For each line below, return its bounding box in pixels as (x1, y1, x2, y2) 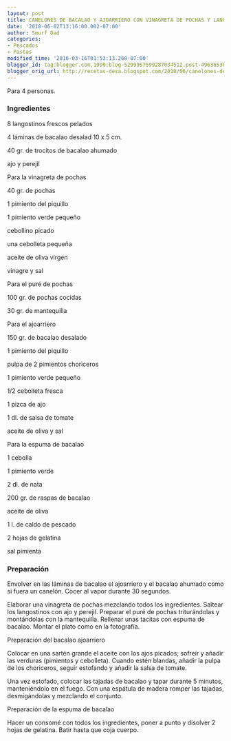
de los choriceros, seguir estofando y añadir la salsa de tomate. (7, 664, 187, 672)
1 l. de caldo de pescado (7, 520, 76, 528)
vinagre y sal (7, 266, 43, 274)
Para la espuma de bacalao (7, 440, 85, 448)
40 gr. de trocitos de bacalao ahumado (7, 146, 118, 154)
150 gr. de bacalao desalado (7, 333, 87, 341)
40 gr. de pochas (7, 186, 56, 194)
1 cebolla (7, 453, 32, 462)
